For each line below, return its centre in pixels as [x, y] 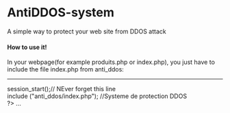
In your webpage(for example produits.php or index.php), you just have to [111, 62]
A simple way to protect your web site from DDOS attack [87, 31]
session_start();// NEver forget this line [62, 89]
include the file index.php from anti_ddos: [66, 69]
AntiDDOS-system [61, 13]
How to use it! [27, 47]
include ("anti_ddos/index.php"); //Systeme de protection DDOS [97, 96]
